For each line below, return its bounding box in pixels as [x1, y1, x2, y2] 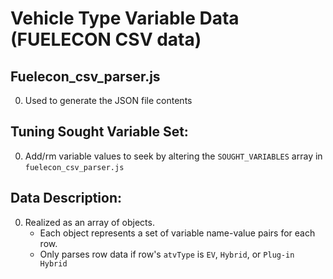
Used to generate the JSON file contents [24, 95, 193, 106]
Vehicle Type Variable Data [10, 7, 240, 30]
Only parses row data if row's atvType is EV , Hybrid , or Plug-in [39, 248, 295, 260]
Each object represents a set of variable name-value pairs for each [39, 227, 316, 239]
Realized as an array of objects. [24, 216, 155, 228]
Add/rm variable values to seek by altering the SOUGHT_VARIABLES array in [24, 150, 323, 162]
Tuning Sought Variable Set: [10, 123, 189, 141]
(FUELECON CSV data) [10, 28, 202, 51]
